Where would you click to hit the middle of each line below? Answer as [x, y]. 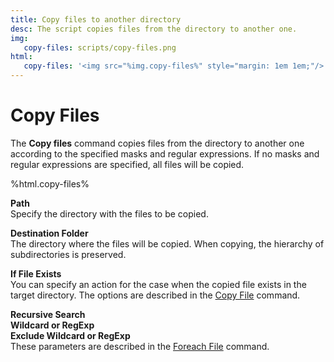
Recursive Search [48, 314]
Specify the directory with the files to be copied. [109, 213]
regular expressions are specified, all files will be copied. [127, 164]
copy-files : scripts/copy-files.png [100, 47]
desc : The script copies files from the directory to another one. [154, 29]
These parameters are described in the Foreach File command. [140, 346]
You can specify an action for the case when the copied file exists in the [158, 284]
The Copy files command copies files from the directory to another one [157, 143]
